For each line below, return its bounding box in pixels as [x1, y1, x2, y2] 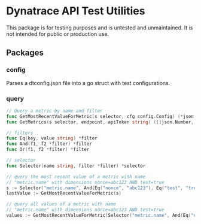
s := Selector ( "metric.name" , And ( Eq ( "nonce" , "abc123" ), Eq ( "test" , [6, 184, 184, 191]
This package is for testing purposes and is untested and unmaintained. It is [6, 24, 193, 31]
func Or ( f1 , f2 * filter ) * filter [6, 147, 90, 153]
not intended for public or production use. [6, 30, 109, 37]
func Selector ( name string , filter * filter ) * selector [6, 163, 146, 169]
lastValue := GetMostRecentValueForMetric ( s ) [6, 190, 121, 196]
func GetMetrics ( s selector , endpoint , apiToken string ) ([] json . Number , [6, 119, 194, 125]
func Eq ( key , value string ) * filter [6, 135, 98, 141]
